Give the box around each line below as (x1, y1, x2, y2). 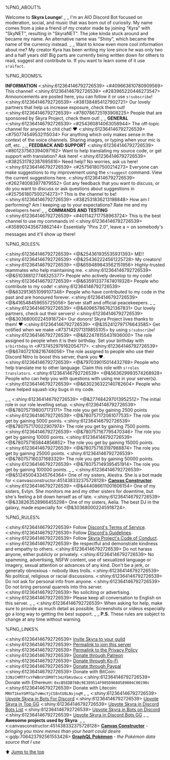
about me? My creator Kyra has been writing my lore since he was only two (5, 47, 163, 53)
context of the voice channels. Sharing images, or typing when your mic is (5, 137, 161, 143)
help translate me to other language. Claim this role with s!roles (5, 364, 140, 371)
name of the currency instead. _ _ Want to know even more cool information (5, 41, 163, 47)
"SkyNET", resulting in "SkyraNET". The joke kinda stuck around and (5, 31, 149, 36)
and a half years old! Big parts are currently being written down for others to (5, 52, 164, 58)
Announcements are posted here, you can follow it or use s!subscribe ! (5, 94, 153, 99)
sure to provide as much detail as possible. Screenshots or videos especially (5, 606, 165, 611)
